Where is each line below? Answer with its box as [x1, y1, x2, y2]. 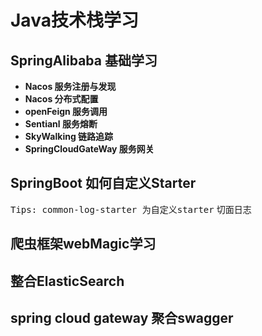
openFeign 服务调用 [24, 106, 108, 117]
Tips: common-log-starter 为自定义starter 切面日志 [10, 203, 252, 215]
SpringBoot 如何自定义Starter [10, 175, 197, 192]
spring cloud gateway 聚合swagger [10, 309, 234, 326]
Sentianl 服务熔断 [24, 118, 98, 130]
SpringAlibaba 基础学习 [10, 52, 158, 69]
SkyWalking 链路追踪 [24, 131, 114, 142]
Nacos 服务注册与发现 [24, 81, 117, 92]
